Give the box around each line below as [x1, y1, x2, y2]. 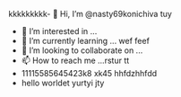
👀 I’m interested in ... [21, 26, 98, 36]
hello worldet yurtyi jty [21, 77, 105, 88]
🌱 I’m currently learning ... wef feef [21, 36, 150, 46]
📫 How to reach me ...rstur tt [21, 55, 130, 66]
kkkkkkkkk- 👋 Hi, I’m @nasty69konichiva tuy [8, 9, 172, 19]
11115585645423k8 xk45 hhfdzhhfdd [21, 68, 158, 78]
